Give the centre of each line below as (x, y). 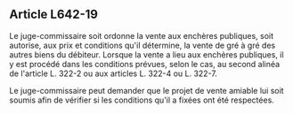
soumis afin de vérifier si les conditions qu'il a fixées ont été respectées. (142, 100)
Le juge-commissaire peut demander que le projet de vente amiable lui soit (146, 90)
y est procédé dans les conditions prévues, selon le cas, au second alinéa (145, 64)
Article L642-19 (54, 15)
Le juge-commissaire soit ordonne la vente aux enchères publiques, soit (142, 35)
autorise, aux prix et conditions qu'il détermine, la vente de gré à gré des (142, 45)
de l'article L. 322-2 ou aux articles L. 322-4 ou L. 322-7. (114, 73)
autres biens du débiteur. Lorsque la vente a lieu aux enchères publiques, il (146, 54)
